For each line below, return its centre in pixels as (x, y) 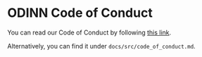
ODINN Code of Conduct (80, 13)
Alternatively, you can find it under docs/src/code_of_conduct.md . (101, 46)
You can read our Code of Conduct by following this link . (89, 32)
